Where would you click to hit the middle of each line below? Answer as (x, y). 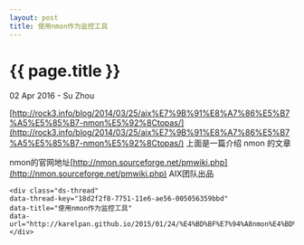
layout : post (34, 18)
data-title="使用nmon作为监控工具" (71, 209)
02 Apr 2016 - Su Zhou (52, 96)
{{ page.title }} (65, 71)
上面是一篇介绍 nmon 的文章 (238, 143)
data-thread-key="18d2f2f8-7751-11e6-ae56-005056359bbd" (119, 199)
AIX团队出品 (191, 174)
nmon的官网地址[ (42, 163)
